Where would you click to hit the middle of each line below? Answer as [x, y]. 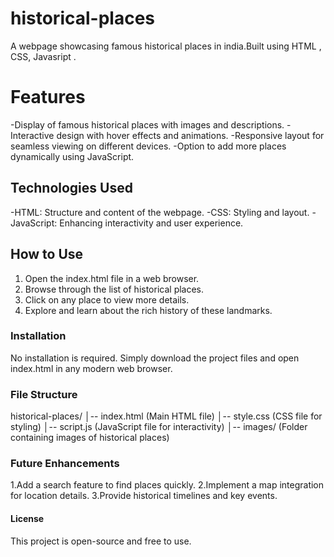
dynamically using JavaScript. [72, 156]
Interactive [32, 135]
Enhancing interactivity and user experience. [151, 223]
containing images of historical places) [90, 438]
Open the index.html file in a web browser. [112, 278]
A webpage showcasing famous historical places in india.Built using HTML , [166, 46]
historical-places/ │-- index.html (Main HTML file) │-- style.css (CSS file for [166, 416]
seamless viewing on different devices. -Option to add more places [148, 146]
